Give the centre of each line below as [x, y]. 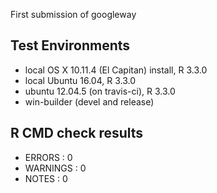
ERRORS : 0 [48, 157]
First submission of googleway [73, 14]
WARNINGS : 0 [55, 168]
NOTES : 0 [46, 178]
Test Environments [70, 45]
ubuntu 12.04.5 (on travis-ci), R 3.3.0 [100, 91]
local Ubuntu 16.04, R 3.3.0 [80, 80]
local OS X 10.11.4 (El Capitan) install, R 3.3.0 [116, 70]
